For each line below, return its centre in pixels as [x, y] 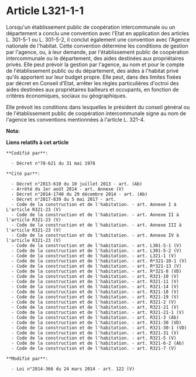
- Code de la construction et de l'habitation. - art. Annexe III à [97, 225]
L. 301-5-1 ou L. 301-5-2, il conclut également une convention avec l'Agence [98, 39]
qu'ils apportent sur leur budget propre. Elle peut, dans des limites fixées [94, 77]
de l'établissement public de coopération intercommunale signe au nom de [96, 113]
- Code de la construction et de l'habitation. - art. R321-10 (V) [95, 276]
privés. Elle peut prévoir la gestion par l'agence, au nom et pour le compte [95, 64]
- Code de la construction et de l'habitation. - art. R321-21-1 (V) [98, 312]
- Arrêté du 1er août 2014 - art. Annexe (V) [68, 189]
